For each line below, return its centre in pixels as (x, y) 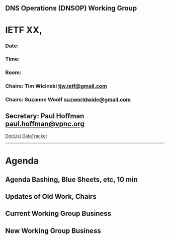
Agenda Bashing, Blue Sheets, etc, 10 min (72, 179)
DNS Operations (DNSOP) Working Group (71, 8)
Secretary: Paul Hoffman (45, 116)
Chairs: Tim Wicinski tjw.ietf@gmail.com (56, 86)
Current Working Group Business (58, 214)
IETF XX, (24, 30)
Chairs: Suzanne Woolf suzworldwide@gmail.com (68, 100)
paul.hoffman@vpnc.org (45, 124)
